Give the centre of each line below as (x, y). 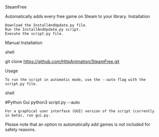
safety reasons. (21, 129)
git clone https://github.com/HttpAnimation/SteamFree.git (62, 61)
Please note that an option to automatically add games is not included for (78, 124)
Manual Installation (24, 43)
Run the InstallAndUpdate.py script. (43, 30)
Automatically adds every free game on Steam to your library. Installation (78, 16)
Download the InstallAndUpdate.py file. (46, 25)
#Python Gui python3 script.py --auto (43, 102)
